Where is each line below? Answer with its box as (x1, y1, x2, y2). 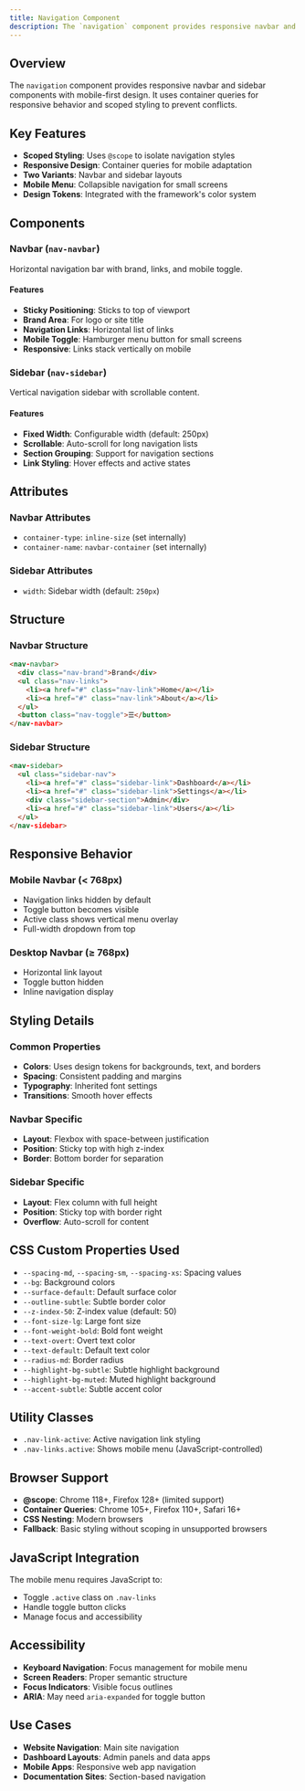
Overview (9, 56, 67, 71)
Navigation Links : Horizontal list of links (22, 324, 174, 335)
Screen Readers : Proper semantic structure (22, 1671, 188, 1682)
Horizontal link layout (22, 967, 102, 978)
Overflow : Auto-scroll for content (22, 1216, 149, 1227)
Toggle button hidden (22, 976, 104, 987)
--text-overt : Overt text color (22, 1334, 136, 1345)
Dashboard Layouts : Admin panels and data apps (22, 1751, 211, 1763)
